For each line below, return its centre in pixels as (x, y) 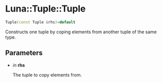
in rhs (19, 65)
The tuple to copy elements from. (47, 75)
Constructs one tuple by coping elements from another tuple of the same (81, 32)
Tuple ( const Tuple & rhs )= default (40, 22)
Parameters (24, 53)
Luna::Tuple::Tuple (45, 9)
